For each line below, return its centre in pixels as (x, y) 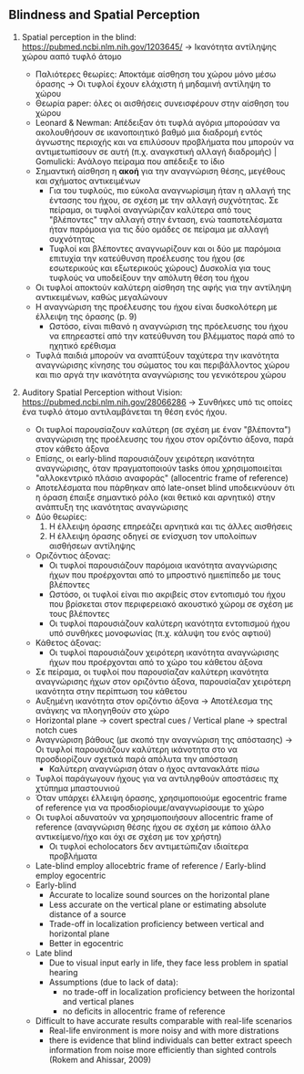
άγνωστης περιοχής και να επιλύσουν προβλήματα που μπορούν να (165, 141)
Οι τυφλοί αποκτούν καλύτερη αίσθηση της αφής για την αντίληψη (163, 287)
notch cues (56, 730)
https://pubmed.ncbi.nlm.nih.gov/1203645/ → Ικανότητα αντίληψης (149, 47)
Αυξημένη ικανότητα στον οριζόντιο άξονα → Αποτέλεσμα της (154, 701)
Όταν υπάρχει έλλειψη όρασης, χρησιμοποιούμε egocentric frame (161, 798)
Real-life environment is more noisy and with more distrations (164, 1030)
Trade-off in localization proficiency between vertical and (157, 923)
